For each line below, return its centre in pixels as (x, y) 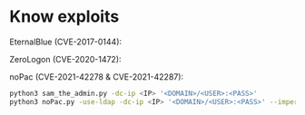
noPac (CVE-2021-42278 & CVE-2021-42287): (97, 77)
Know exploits (64, 17)
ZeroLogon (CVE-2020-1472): (65, 59)
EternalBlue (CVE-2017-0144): (66, 42)
